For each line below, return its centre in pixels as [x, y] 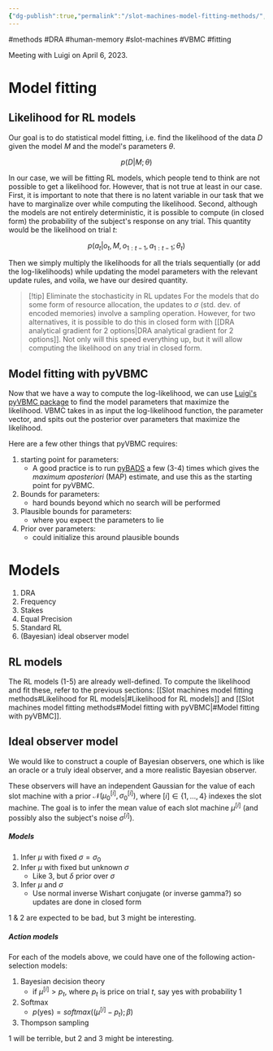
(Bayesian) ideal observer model [74, 636]
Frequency [38, 602]
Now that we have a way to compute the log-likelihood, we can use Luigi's [133, 394]
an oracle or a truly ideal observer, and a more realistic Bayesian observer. [133, 770]
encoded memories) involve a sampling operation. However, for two [142, 314]
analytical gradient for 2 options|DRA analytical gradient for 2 [131, 331]
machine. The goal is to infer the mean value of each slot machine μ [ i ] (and [133, 807]
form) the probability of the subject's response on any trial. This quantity [130, 221]
